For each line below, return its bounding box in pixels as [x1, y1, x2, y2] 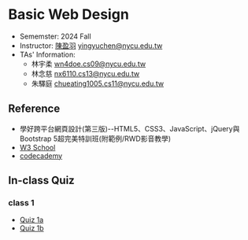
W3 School [19, 142, 56, 152]
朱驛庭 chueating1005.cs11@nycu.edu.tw [31, 79, 164, 88]
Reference [8, 102, 61, 116]
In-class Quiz [8, 174, 75, 187]
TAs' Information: [19, 50, 76, 59]
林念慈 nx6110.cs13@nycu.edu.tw [31, 68, 140, 78]
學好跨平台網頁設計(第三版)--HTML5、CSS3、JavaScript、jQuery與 [19, 124, 240, 133]
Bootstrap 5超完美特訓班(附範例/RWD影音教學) [19, 134, 172, 143]
